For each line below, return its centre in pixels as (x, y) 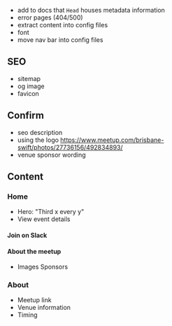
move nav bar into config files (60, 40)
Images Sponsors (43, 267)
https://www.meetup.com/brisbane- (112, 140)
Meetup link (34, 300)
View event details (44, 219)
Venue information (44, 308)
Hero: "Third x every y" (51, 212)
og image (31, 86)
